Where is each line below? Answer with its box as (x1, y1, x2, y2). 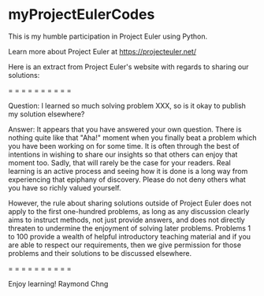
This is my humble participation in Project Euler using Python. (8, 31, 207, 41)
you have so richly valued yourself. (8, 183, 121, 192)
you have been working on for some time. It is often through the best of (8, 141, 240, 150)
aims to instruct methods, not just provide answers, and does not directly (8, 215, 246, 224)
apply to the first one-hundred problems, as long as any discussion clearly (8, 206, 250, 216)
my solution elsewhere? (8, 109, 85, 119)
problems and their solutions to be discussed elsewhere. (8, 248, 191, 257)
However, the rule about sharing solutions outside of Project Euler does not (8, 198, 252, 208)
